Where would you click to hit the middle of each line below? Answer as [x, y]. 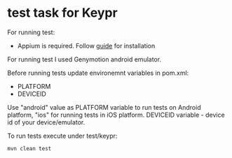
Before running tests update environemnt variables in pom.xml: [98, 73]
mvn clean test [29, 148]
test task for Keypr [62, 13]
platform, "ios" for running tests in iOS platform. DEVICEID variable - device [116, 115]
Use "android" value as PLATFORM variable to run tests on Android [104, 107]
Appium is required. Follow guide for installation [86, 45]
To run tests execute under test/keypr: [62, 136]
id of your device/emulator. [46, 122]
